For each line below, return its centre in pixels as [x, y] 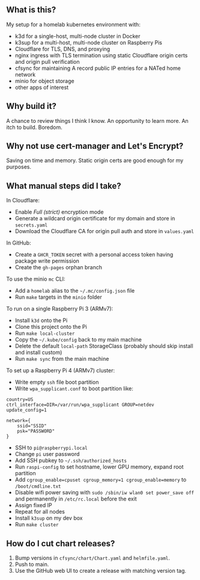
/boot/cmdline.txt [38, 487]
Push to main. [32, 564]
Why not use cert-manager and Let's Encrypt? [95, 146]
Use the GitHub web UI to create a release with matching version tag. [101, 571]
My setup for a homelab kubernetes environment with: [74, 24]
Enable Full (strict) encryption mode [59, 212]
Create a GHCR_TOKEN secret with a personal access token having [94, 255]
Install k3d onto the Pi [41, 320]
